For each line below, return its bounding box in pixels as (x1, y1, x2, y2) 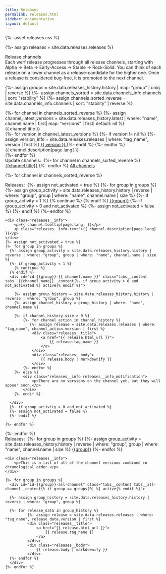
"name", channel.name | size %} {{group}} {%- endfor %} (5, 446, 123, 452)
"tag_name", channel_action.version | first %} (5, 326, 106, 331)
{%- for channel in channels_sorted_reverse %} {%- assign (5, 110, 126, 116)
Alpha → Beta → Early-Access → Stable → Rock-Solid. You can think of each (5, 64, 162, 70)
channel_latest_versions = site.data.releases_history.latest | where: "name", (5, 115, 159, 122)
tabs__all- (133, 482, 156, 487)
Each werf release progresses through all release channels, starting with (5, 59, 153, 65)
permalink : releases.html (5, 12, 58, 17)
